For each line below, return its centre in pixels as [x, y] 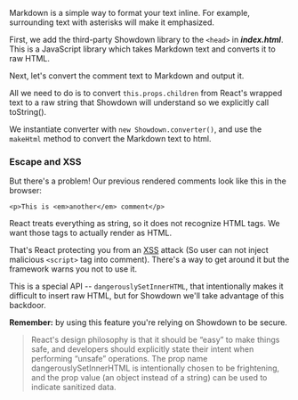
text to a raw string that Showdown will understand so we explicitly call [139, 102]
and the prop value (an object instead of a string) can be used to [149, 378]
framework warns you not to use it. [73, 269]
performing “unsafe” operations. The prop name [119, 359]
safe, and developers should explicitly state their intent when [142, 349]
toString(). [28, 112]
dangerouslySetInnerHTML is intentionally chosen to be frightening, [155, 368]
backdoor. [28, 306]
